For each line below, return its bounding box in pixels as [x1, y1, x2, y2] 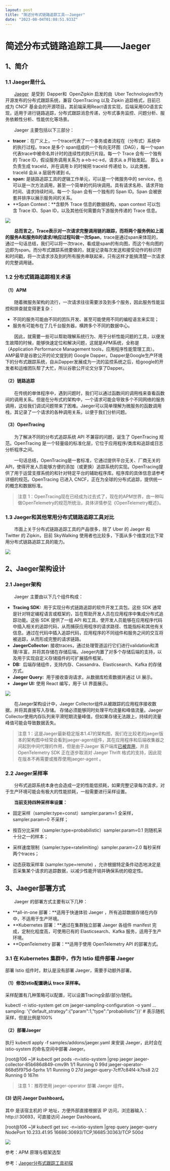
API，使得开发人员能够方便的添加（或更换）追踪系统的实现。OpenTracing [5, 464, 159, 470]
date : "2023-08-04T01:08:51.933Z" [5, 17, 78, 22]
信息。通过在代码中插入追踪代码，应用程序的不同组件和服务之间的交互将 [12, 629, 163, 635]
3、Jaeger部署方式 [5, 884, 66, 893]
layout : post [5, 7, 33, 13]
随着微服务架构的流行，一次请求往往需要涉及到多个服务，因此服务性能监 [14, 299, 165, 305]
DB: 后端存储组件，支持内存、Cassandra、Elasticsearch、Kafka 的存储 [12, 661, 162, 667]
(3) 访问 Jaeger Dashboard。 [5, 1095, 67, 1101]
